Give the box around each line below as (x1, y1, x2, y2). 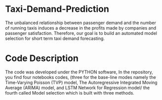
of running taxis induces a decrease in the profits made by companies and (5, 25, 157, 31)
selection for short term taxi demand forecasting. (5, 35, 105, 41)
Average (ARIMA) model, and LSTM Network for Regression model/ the (5, 85, 150, 91)
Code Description (5, 53, 79, 64)
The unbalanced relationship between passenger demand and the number (5, 20, 157, 26)
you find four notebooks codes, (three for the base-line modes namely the (5, 74, 157, 80)
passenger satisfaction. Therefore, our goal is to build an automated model (5, 30, 157, 36)
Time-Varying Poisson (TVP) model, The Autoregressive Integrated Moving (5, 79, 158, 85)
